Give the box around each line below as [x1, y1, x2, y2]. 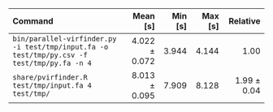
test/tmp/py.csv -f [12, 50, 88, 59]
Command [12, 15, 54, 27]
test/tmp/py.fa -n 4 [12, 58, 92, 67]
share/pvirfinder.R [12, 73, 88, 82]
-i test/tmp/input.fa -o [12, 42, 109, 51]
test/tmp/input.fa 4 [12, 81, 92, 90]
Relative [228, 15, 261, 27]
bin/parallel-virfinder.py [12, 34, 117, 43]
